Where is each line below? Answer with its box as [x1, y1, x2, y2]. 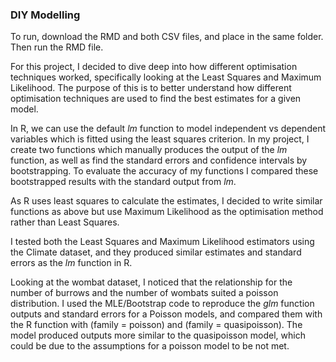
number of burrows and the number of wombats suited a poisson [10, 287, 279, 299]
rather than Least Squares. [10, 216, 120, 228]
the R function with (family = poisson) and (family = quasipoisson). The [10, 319, 303, 331]
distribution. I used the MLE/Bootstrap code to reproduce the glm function [10, 298, 315, 310]
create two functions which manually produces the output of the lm [10, 144, 288, 156]
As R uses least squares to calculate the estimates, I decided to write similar [10, 195, 323, 207]
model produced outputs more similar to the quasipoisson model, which [10, 329, 306, 342]
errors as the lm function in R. [10, 257, 133, 269]
